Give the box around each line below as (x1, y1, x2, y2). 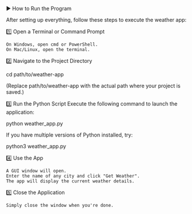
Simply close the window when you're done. (6, 202, 114, 208)
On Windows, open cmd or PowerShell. (6, 42, 98, 47)
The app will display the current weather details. (6, 178, 135, 184)
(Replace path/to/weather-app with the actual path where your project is (6, 82, 181, 89)
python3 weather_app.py (6, 143, 66, 150)
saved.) (6, 89, 25, 96)
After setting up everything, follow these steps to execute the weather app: (6, 16, 187, 23)
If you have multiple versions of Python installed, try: (6, 131, 133, 138)
